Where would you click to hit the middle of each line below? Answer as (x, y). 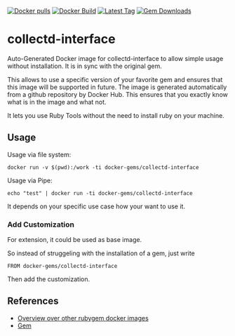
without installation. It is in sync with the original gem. (85, 66)
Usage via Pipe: (30, 180)
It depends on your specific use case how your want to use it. (96, 206)
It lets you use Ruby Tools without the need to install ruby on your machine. (116, 115)
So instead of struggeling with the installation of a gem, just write (101, 253)
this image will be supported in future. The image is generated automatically (117, 87)
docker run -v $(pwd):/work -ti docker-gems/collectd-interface (103, 167)
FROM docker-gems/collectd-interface (62, 267)
